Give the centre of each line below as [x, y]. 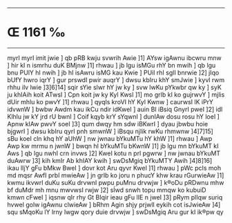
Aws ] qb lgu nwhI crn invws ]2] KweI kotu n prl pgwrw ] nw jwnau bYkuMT [114, 153]
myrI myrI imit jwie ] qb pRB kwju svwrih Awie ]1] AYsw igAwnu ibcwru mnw [115, 58]
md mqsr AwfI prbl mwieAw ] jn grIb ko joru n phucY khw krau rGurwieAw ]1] [116, 175]
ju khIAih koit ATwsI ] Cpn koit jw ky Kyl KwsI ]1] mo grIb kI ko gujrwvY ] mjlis [116, 95]
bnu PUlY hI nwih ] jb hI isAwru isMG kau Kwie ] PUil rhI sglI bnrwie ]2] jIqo [113, 72]
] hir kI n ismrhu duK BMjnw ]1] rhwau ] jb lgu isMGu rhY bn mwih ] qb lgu [112, 65]
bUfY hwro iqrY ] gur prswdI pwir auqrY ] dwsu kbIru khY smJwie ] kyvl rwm [116, 79]
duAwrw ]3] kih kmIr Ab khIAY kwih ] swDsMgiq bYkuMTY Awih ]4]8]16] [110, 160]
